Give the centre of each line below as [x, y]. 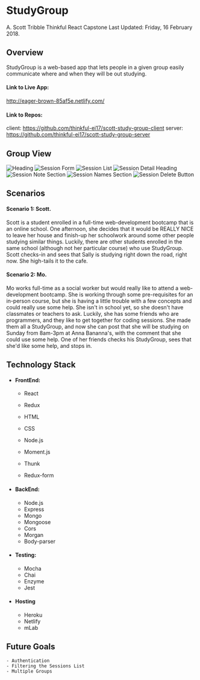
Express [34, 509]
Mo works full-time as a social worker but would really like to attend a [92, 288]
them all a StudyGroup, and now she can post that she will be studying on [98, 326]
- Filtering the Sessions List [45, 666]
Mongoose [37, 522]
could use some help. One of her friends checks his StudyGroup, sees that [99, 339]
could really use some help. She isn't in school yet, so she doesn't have [95, 307]
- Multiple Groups [29, 671]
